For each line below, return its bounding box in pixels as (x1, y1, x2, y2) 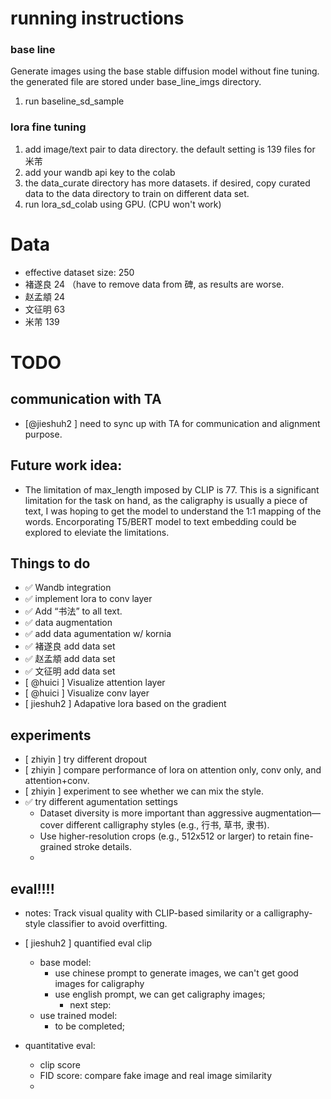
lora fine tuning (10, 120, 87, 134)
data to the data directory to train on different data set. (24, 187, 250, 199)
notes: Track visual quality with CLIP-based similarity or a (24, 907, 262, 919)
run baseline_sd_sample (24, 95, 125, 107)
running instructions (10, 7, 185, 30)
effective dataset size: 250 (24, 266, 135, 278)
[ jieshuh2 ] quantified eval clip (24, 937, 152, 949)
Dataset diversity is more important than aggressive (39, 807, 253, 819)
